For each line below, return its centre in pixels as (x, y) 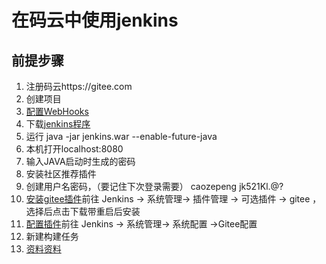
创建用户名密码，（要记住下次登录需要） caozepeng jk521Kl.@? (154, 186)
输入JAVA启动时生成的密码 (80, 161)
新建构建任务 (52, 236)
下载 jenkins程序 (58, 124)
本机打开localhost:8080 (74, 149)
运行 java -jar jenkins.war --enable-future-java (121, 136)
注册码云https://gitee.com (79, 86)
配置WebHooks (57, 111)
